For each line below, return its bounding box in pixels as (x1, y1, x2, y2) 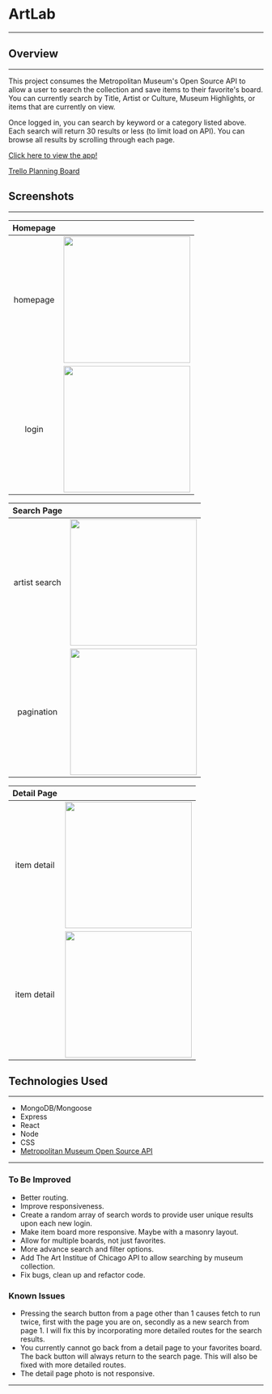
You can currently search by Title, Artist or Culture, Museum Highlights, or (8, 93, 256, 103)
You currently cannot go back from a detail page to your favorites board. (19, 1342, 262, 1352)
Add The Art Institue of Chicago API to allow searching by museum (19, 1252, 244, 1262)
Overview (8, 47, 59, 61)
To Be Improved (8, 1174, 71, 1185)
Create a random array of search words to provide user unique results (19, 1210, 253, 1219)
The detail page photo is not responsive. (19, 1368, 155, 1378)
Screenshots (8, 189, 74, 203)
